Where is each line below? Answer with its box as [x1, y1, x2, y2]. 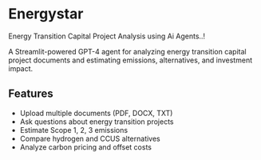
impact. [8, 63, 34, 73]
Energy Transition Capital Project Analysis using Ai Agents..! [8, 31, 206, 41]
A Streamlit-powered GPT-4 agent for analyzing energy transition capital [8, 46, 247, 56]
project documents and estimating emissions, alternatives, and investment [8, 55, 253, 65]
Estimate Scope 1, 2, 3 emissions [19, 125, 129, 134]
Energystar [8, 5, 84, 23]
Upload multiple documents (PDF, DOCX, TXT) [19, 108, 173, 118]
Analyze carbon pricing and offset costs [19, 142, 152, 152]
